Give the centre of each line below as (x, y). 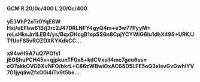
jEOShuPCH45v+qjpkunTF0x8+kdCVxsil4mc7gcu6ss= (77, 60)
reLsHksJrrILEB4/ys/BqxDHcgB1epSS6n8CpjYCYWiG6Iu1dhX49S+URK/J (101, 34)
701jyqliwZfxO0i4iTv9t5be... (43, 72)
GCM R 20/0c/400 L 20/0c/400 (47, 8)
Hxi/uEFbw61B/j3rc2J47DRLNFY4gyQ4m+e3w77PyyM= (79, 28)
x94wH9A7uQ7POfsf (34, 53)
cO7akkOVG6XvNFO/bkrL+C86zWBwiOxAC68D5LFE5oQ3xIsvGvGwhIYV (101, 66)
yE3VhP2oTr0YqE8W (34, 22)
